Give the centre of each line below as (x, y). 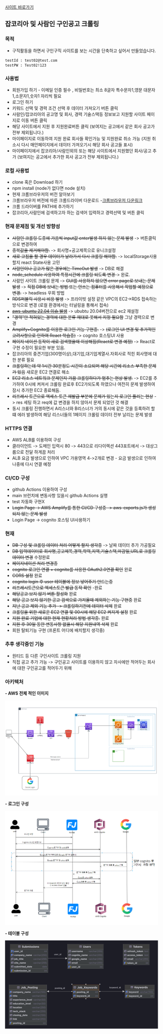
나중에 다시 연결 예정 (32, 464)
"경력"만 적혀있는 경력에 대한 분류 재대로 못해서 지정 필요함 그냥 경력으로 (81, 317)
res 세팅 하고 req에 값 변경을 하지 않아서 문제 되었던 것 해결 (72, 402)
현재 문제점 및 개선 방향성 (33, 226)
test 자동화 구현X (28, 502)
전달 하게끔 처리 (40, 452)
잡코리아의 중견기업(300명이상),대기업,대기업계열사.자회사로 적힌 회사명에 (82, 353)
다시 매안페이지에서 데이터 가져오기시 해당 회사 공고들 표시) (77, 145)
